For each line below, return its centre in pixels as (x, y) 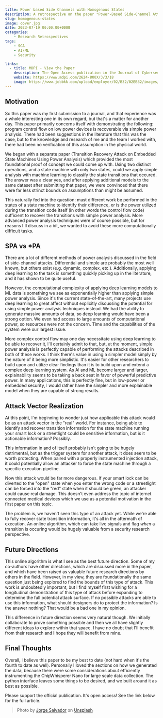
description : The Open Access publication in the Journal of (77, 73)
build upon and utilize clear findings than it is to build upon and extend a (77, 365)
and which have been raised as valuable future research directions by (75, 572)
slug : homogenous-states (30, 19)
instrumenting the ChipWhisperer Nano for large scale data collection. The (79, 676)
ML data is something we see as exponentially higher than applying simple (79, 293)
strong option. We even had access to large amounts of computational (75, 319)
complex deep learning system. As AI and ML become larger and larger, (77, 370)
